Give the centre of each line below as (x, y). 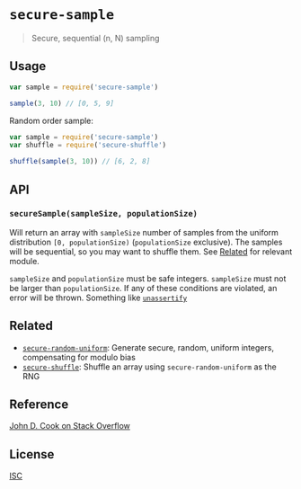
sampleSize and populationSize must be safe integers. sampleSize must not (148, 278)
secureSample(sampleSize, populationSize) (103, 214)
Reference (39, 405)
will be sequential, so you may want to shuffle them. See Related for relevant (151, 251)
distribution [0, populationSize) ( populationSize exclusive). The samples (146, 242)
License (32, 454)
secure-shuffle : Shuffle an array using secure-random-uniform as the (149, 367)
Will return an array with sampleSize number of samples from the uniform (144, 232)
